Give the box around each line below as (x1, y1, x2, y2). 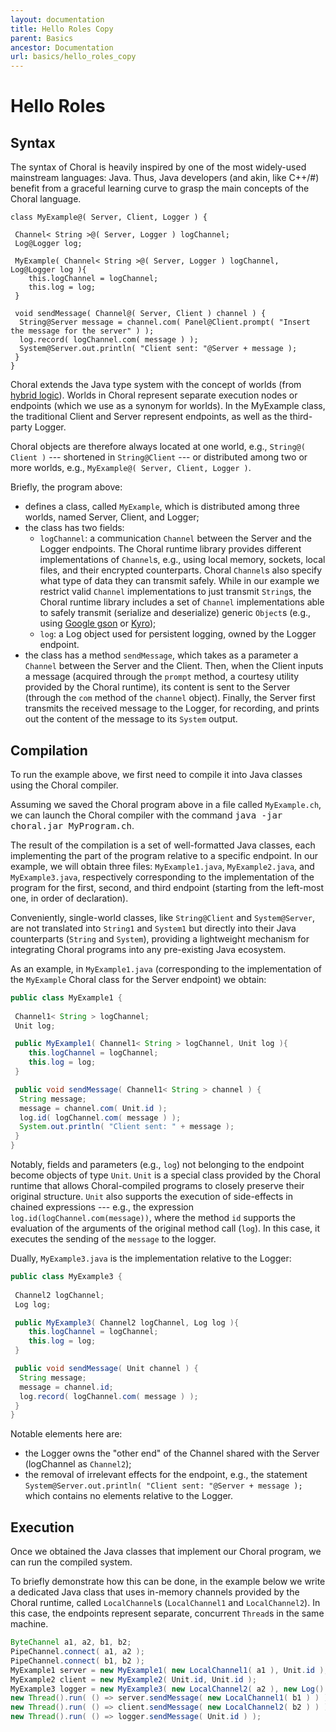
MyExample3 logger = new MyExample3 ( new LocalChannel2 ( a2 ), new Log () (10, 1684, 325, 1694)
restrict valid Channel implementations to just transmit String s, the (39, 586, 312, 598)
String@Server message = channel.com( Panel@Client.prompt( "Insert (19, 317, 311, 328)
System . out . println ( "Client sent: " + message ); (19, 1122, 235, 1132)
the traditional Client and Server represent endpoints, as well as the (10, 411, 288, 423)
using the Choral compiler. (10, 779, 119, 791)
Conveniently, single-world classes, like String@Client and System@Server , (10, 911, 316, 923)
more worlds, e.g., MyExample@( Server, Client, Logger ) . (10, 462, 252, 474)
